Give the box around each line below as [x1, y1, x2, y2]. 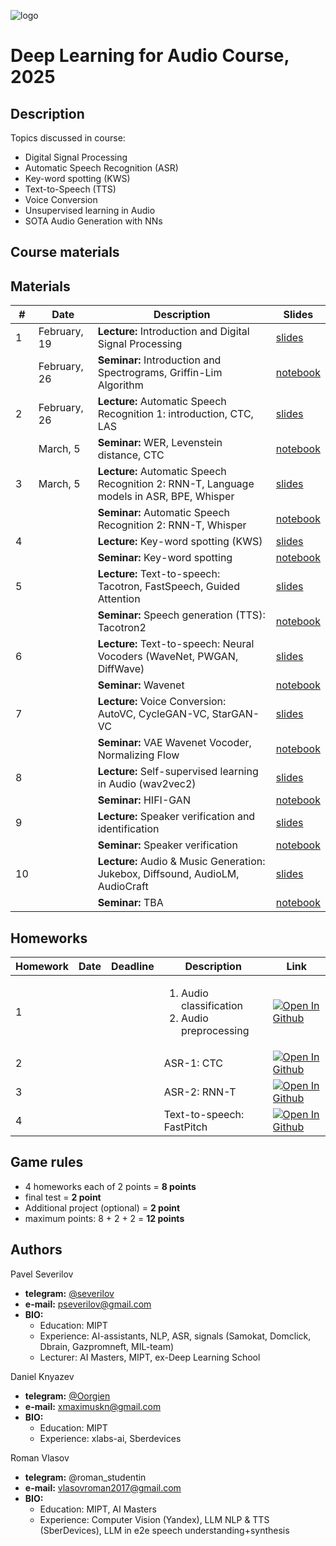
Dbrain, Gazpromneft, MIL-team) [39, 1340, 175, 1352]
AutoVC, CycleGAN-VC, [97, 707, 210, 721]
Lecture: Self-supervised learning [97, 765, 259, 779]
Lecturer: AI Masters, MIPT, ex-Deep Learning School [39, 1351, 261, 1363]
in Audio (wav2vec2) [97, 777, 197, 791]
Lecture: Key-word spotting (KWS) [97, 535, 263, 549]
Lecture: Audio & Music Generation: [97, 855, 266, 869]
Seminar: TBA [97, 896, 164, 910]
